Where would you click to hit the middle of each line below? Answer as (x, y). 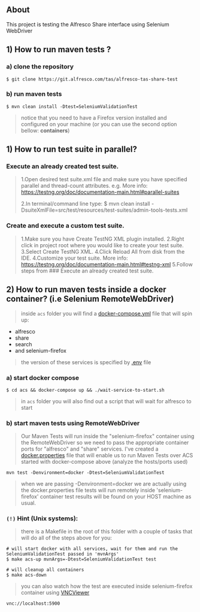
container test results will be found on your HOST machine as (116, 497)
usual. (28, 503)
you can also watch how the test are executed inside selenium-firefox (107, 586)
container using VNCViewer (55, 593)
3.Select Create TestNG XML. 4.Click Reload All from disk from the (103, 251)
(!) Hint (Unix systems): (42, 518)
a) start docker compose (43, 377)
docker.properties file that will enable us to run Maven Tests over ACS (107, 455)
